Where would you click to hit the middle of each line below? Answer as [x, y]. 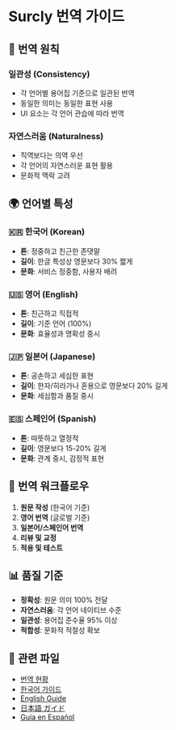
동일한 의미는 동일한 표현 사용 [66, 103]
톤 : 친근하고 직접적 [49, 314]
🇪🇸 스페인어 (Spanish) [52, 419]
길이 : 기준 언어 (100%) [56, 323]
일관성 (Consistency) [49, 74]
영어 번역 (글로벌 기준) [55, 517]
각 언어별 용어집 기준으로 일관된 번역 [77, 93]
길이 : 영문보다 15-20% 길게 [63, 448]
